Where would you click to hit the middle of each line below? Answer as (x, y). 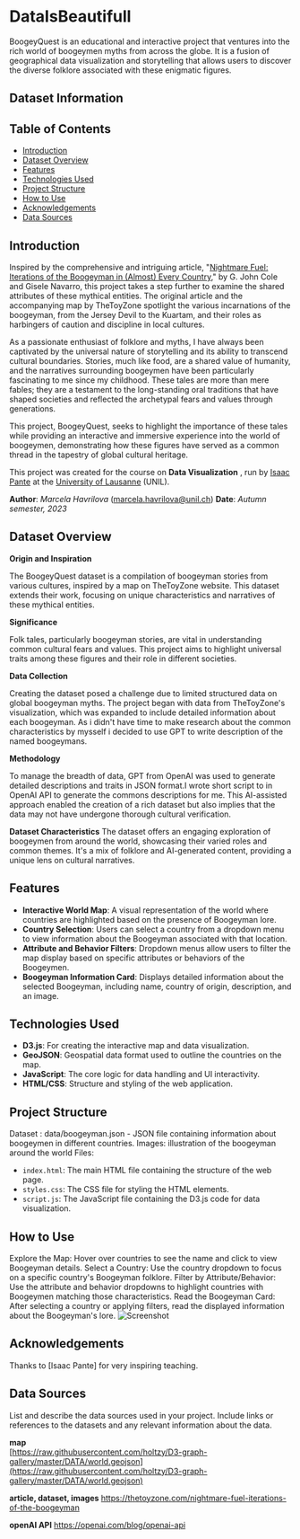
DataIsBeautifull (70, 17)
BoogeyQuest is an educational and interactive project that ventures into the (150, 41)
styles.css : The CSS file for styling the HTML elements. (126, 1190)
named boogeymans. (48, 741)
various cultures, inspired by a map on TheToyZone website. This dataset (144, 585)
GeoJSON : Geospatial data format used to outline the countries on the (152, 1055)
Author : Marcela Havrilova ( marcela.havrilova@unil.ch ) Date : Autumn (138, 499)
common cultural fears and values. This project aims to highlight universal (146, 649)
